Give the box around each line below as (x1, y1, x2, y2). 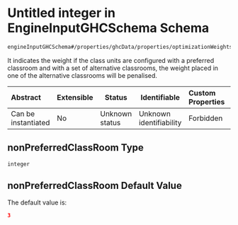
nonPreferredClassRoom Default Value (7, 180, 182, 192)
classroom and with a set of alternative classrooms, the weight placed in (7, 64, 218, 72)
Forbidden (188, 113, 223, 123)
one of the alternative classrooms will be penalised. (7, 71, 158, 79)
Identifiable (140, 92, 181, 102)
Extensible (56, 92, 93, 102)
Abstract (11, 92, 41, 102)
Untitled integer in (7, 5, 115, 21)
